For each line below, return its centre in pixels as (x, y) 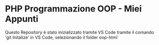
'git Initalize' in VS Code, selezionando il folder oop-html (61, 37)
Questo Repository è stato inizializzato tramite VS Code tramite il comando (80, 32)
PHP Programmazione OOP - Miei (73, 9)
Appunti (22, 19)
